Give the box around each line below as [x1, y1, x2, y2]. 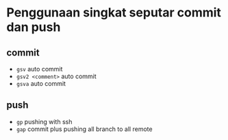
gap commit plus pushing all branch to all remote [16, 125, 153, 133]
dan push [6, 19, 61, 35]
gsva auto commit [16, 80, 66, 87]
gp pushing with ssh [16, 117, 73, 126]
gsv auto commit [16, 65, 63, 73]
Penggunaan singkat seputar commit [6, 5, 222, 21]
